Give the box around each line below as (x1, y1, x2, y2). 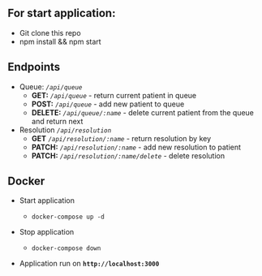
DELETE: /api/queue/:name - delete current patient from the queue (31, 107, 255, 117)
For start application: (7, 6, 116, 20)
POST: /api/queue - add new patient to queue (31, 99, 185, 109)
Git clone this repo (19, 28, 82, 37)
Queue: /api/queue (19, 81, 83, 92)
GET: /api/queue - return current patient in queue (31, 90, 196, 100)
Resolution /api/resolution (19, 125, 112, 135)
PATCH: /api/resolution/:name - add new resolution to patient (31, 142, 241, 152)
